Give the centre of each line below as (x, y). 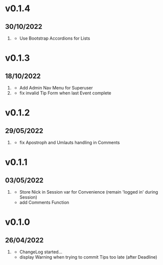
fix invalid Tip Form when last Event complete (65, 93)
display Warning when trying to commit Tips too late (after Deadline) (88, 257)
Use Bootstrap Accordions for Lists (55, 38)
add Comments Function (44, 202)
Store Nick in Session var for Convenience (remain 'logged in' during (89, 192)
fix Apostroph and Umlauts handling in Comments (70, 143)
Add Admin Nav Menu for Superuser (56, 88)
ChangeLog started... (41, 252)
